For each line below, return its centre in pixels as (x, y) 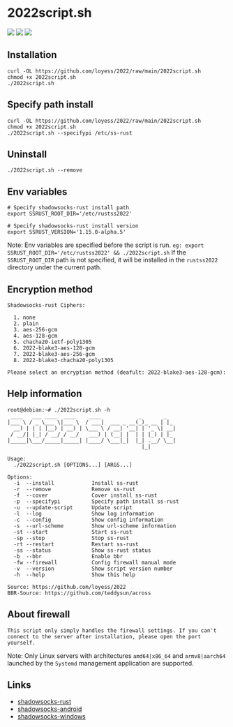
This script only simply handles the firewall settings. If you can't (112, 630)
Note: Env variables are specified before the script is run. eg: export (106, 245)
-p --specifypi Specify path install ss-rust (96, 501)
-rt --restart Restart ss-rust (76, 544)
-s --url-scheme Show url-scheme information (95, 526)
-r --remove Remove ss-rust (75, 489)
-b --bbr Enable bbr (68, 556)
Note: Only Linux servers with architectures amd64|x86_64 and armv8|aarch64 (116, 655)
